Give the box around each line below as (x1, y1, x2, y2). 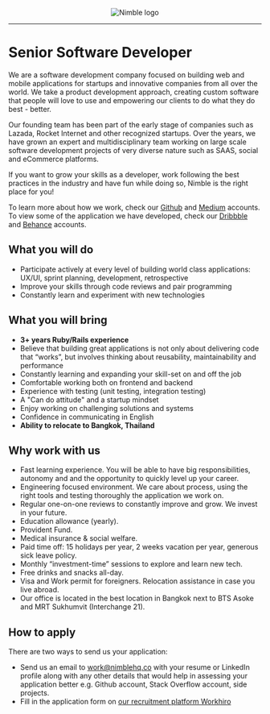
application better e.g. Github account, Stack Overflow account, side (19, 679, 247, 689)
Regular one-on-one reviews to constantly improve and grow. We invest (19, 500, 258, 509)
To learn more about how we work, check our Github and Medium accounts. (8, 202, 260, 212)
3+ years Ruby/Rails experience (19, 334, 129, 344)
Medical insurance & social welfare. (19, 533, 138, 543)
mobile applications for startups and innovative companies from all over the (8, 78, 259, 88)
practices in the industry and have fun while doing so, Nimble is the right (8, 178, 249, 188)
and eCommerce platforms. (8, 154, 99, 164)
